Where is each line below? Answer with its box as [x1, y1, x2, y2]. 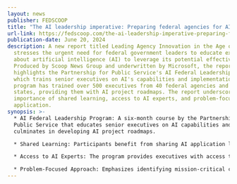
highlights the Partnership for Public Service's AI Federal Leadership [13, 69, 232, 76]
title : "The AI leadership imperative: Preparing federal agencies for [7, 23, 222, 30]
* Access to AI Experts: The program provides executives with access [13, 153, 226, 160]
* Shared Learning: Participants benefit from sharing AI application [13, 140, 226, 147]
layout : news [7, 10, 46, 18]
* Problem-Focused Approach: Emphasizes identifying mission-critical [13, 166, 226, 173]
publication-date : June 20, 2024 [7, 37, 106, 44]
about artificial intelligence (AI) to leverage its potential [13, 56, 203, 63]
